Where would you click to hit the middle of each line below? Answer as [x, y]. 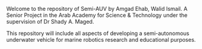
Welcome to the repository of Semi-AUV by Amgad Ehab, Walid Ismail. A [97, 9]
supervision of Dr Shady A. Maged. [50, 21]
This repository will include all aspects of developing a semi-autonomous [98, 33]
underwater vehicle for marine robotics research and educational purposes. [101, 40]
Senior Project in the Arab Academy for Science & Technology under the [97, 15]
